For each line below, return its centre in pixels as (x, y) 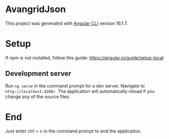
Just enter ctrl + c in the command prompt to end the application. (74, 131)
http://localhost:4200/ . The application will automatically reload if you (80, 91)
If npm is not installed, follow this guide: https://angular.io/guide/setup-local (84, 58)
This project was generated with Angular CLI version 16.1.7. (66, 23)
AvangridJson (36, 9)
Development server (38, 74)
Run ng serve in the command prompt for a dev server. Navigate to (75, 86)
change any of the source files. (38, 97)
